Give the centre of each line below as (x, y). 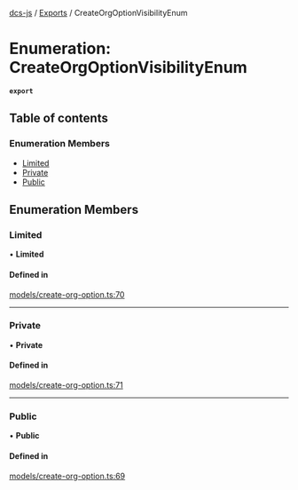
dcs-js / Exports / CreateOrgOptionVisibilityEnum (98, 13)
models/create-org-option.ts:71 (67, 385)
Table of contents (59, 119)
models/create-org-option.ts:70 (67, 294)
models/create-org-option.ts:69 (67, 476)
